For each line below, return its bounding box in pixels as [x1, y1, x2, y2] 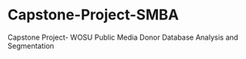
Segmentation [7, 40, 54, 50]
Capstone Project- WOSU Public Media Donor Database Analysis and [7, 32, 239, 42]
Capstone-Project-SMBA [7, 6, 180, 24]
